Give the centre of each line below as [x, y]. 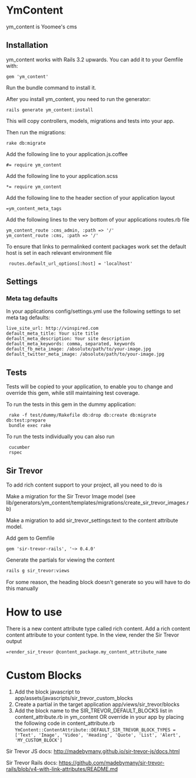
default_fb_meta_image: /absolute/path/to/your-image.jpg [79, 349]
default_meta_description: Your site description [68, 339]
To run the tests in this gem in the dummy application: [71, 404]
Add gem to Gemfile [30, 538]
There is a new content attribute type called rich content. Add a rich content [98, 628]
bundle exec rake [30, 426]
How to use [34, 612]
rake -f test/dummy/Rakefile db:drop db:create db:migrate [83, 415]
